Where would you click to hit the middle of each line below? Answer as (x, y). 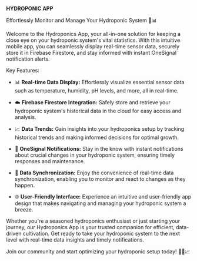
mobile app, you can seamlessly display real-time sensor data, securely (93, 46)
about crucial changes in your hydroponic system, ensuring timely (95, 155)
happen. (25, 185)
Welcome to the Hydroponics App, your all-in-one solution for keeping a (94, 34)
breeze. (24, 209)
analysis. (25, 117)
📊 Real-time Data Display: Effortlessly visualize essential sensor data (99, 82)
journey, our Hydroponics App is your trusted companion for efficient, (91, 227)
